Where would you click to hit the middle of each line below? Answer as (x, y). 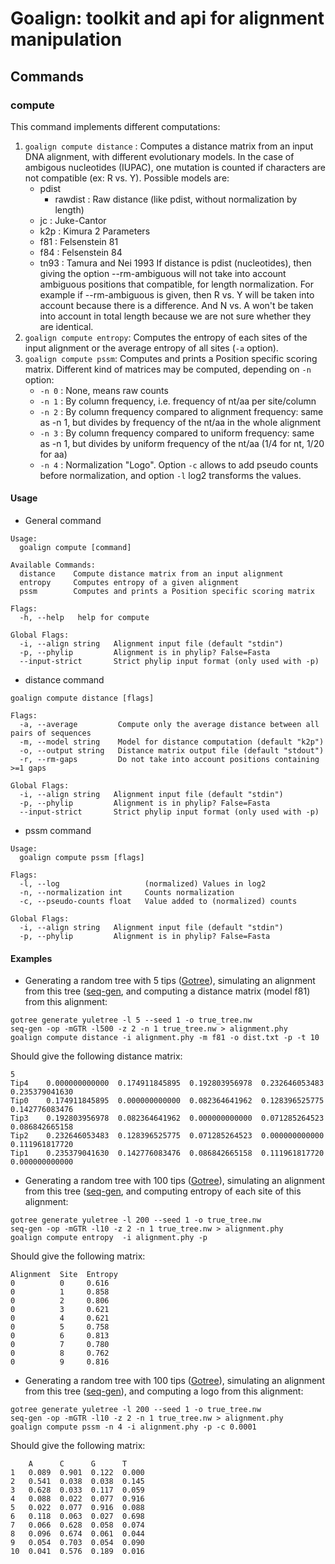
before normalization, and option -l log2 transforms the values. (170, 475)
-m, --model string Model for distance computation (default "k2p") (172, 742)
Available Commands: (53, 565)
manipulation (66, 39)
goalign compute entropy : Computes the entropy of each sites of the (166, 337)
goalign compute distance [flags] (82, 698)
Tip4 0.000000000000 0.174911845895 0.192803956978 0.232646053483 (167, 1083)
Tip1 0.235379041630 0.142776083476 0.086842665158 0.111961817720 (167, 1153)
